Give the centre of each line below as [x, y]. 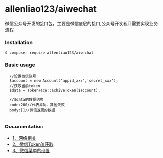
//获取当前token [25, 86]
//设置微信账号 [23, 76]
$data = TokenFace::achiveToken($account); [55, 90]
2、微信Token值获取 [33, 144]
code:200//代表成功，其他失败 [37, 105]
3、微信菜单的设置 [31, 150]
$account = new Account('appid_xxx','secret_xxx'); [64, 80]
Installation [19, 42]
